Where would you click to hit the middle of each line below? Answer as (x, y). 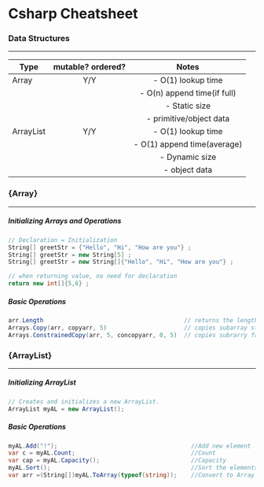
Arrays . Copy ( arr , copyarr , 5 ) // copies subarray (128, 328)
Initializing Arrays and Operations (65, 221)
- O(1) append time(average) (188, 144)
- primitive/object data (188, 119)
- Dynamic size (188, 157)
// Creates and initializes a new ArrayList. (84, 401)
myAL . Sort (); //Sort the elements (133, 468)
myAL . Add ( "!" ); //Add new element (130, 446)
